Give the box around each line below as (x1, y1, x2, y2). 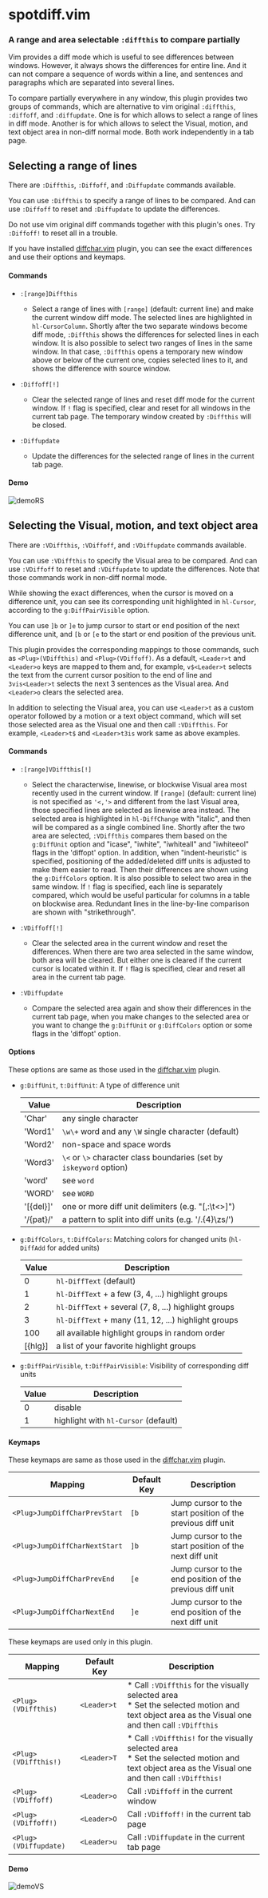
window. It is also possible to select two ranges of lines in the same (31, 338, 253, 347)
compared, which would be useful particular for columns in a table (31, 890, 250, 899)
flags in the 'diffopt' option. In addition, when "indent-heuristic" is (31, 847, 247, 857)
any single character (61, 1112, 139, 1123)
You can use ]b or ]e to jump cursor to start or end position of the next (8, 620, 240, 630)
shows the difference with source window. (31, 363, 171, 373)
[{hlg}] (23, 1340, 49, 1351)
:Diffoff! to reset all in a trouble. (8, 228, 118, 238)
